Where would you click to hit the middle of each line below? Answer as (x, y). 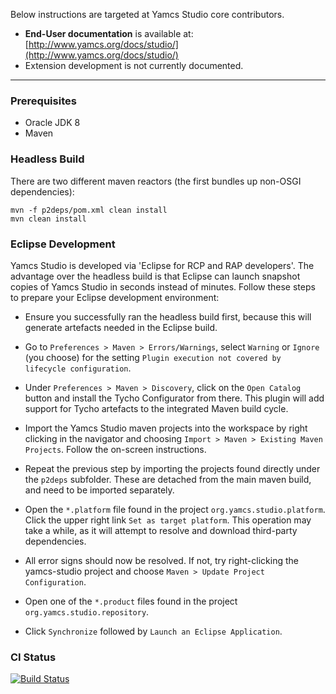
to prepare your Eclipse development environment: (115, 297)
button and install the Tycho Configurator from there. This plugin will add (174, 398)
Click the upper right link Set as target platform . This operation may (168, 520)
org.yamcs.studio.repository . (87, 611)
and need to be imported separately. (99, 490)
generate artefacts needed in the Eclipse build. (121, 327)
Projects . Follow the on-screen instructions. (115, 449)
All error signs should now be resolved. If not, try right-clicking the (161, 560)
